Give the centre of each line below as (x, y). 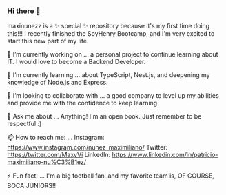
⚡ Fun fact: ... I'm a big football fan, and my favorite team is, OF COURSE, (111, 176)
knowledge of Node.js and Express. (58, 83)
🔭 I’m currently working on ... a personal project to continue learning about (113, 54)
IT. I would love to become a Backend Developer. (76, 62)
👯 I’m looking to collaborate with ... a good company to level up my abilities (113, 96)
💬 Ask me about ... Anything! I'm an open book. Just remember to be (104, 116)
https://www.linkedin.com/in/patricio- (165, 155)
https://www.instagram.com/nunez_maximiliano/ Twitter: (88, 147)
